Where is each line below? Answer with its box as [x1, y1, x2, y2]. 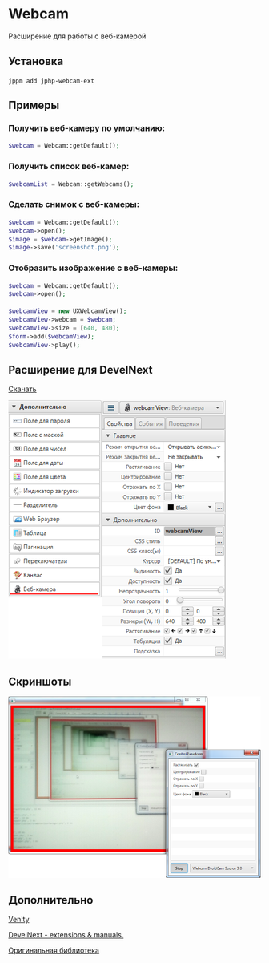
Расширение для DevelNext [8, 362, 154, 377]
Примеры [8, 99, 60, 112]
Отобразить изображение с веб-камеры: [8, 262, 179, 273]
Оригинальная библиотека [8, 945, 100, 955]
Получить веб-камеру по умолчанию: [8, 123, 166, 134]
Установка [8, 55, 64, 68]
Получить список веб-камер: [8, 161, 130, 172]
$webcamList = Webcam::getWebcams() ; [8, 180, 134, 188]
